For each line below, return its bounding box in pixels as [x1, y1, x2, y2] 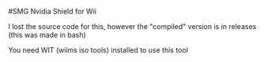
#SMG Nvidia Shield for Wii [8, 7, 97, 16]
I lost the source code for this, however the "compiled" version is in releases [8, 22, 257, 31]
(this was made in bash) [8, 31, 87, 39]
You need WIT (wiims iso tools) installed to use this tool [8, 46, 188, 54]
